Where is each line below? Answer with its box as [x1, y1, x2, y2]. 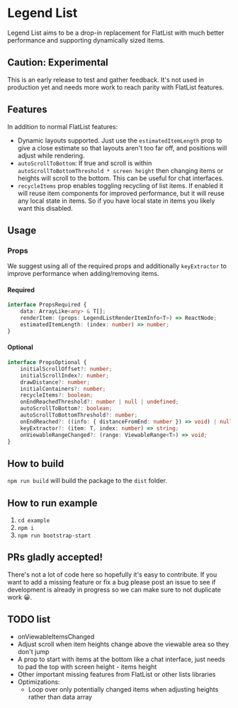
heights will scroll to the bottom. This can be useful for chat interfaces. [17, 174, 225, 182]
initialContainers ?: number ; [20, 385, 106, 392]
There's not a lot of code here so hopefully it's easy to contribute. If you [7, 570, 217, 579]
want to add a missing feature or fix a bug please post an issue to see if [7, 577, 216, 586]
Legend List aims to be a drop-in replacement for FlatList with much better [7, 28, 225, 37]
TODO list [7, 614, 51, 626]
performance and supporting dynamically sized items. [7, 35, 165, 44]
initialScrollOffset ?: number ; [20, 365, 113, 372]
